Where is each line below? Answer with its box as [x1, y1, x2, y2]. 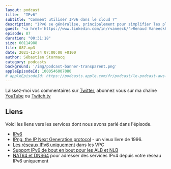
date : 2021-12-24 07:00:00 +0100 [5, 50, 76, 55]
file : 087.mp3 [5, 45, 36, 50]
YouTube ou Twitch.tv [5, 92, 51, 99]
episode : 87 [5, 31, 31, 36]
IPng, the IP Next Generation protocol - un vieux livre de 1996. [12, 136, 142, 142]
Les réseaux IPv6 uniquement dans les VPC [12, 142, 104, 148]
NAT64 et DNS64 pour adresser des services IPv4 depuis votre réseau [12, 152, 161, 158]
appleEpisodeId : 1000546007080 [5, 69, 72, 74]
